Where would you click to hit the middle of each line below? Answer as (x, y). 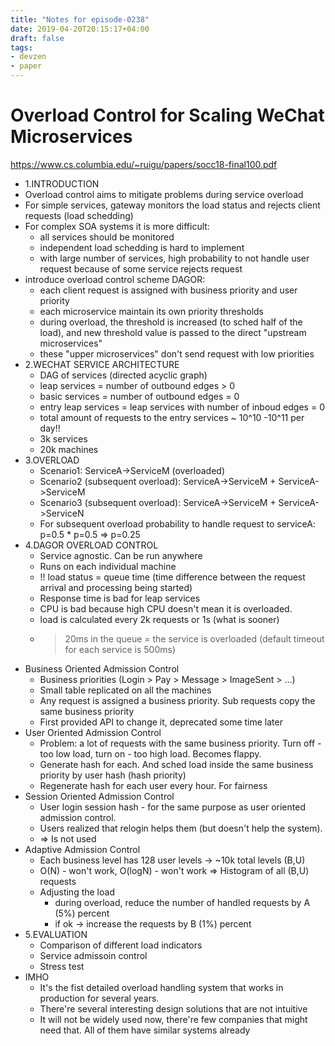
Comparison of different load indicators (121, 945)
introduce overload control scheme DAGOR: (115, 279)
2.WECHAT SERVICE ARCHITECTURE (102, 364)
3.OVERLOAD (52, 460)
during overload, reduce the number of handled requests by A (182, 902)
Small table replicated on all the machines (125, 690)
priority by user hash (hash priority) (113, 775)
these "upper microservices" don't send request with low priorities (177, 353)
